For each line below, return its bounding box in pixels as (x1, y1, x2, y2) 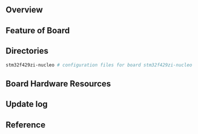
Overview (5, 5, 43, 15)
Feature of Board (5, 25, 70, 36)
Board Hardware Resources (5, 78, 111, 89)
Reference (5, 120, 46, 130)
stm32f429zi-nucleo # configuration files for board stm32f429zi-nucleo (5, 62, 193, 68)
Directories (5, 46, 49, 56)
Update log (5, 99, 48, 109)
